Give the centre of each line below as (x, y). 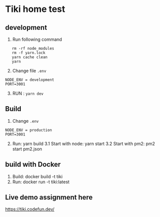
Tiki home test (35, 9)
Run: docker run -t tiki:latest (41, 182)
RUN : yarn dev (28, 93)
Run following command (37, 39)
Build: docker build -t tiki (38, 176)
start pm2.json (27, 149)
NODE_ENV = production (29, 130)
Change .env (25, 121)
